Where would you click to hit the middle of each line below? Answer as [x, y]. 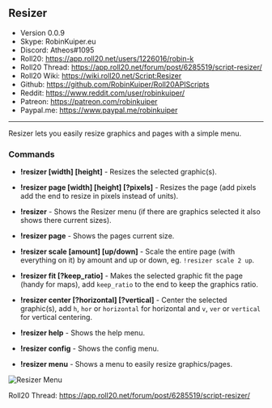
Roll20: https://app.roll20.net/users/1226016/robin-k [107, 58]
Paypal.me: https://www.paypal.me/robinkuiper [99, 110]
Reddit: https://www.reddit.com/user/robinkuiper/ [102, 93]
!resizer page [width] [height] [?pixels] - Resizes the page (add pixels [138, 187]
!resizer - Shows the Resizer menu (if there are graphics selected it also [140, 212]
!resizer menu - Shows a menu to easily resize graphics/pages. [126, 364]
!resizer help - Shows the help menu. [83, 333]
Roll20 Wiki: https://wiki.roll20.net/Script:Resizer [101, 75]
